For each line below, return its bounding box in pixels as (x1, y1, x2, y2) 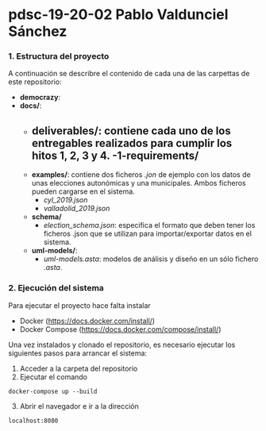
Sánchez (8, 22, 67, 40)
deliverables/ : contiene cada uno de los (31, 124, 232, 137)
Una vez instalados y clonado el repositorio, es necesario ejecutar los (8, 340, 236, 349)
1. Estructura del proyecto (8, 51, 110, 62)
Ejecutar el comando (19, 371, 88, 382)
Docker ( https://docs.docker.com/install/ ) (19, 316, 156, 325)
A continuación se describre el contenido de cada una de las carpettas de (8, 69, 250, 79)
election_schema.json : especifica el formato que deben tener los (43, 221, 256, 230)
